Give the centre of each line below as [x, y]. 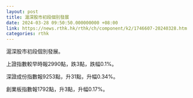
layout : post [22, 12]
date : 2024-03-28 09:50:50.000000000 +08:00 [62, 23]
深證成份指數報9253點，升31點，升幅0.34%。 [62, 77]
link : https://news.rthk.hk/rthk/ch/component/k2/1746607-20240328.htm [96, 28]
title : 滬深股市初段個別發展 [38, 17]
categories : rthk [28, 34]
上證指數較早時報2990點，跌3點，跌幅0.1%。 [62, 64]
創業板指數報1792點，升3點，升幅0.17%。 [57, 89]
